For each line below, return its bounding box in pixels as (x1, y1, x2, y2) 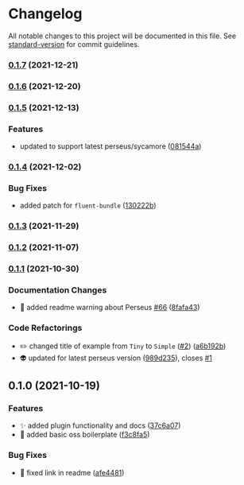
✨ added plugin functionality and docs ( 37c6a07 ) (19, 421, 181, 430)
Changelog (8, 5, 83, 23)
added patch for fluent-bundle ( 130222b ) (19, 200, 157, 211)
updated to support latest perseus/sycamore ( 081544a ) (19, 142, 202, 151)
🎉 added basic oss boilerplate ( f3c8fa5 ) (19, 430, 150, 440)
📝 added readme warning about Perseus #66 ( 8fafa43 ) (19, 303, 200, 312)
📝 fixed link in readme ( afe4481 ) (19, 468, 125, 477)
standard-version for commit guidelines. (8, 39, 140, 48)
